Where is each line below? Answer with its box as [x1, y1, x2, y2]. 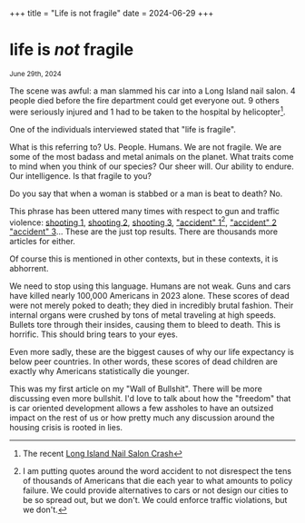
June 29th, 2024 [9, 69, 62, 78]
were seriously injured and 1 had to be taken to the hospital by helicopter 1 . [9, 104, 286, 117]
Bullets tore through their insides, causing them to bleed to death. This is [9, 320, 281, 331]
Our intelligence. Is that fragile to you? [9, 170, 152, 181]
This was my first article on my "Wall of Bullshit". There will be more [9, 383, 263, 394]
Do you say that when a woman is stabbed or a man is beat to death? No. [9, 188, 283, 199]
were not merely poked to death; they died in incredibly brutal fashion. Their [9, 300, 294, 311]
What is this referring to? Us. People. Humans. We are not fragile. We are [9, 141, 282, 153]
